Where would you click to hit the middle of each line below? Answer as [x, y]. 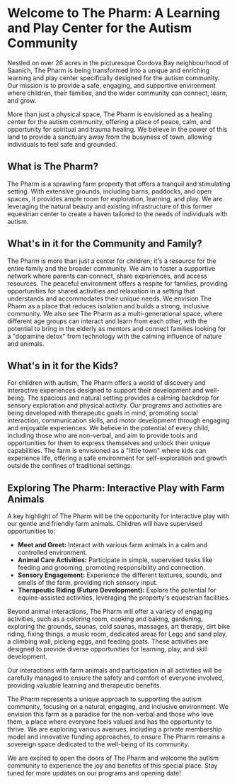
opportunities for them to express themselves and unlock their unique [109, 443]
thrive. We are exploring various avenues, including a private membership [115, 729]
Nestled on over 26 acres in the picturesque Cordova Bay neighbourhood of [118, 62]
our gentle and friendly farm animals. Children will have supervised [105, 524]
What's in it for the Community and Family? [105, 243]
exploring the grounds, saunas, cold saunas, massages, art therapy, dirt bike [119, 627]
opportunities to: [31, 531]
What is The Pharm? [53, 167]
